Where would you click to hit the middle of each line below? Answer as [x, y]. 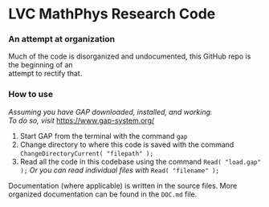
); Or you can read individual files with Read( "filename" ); [120, 170]
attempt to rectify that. [45, 74]
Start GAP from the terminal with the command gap [104, 136]
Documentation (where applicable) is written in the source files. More [123, 185]
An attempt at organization [61, 39]
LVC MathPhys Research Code [112, 14]
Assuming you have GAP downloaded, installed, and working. [110, 112]
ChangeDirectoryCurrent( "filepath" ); [87, 153]
